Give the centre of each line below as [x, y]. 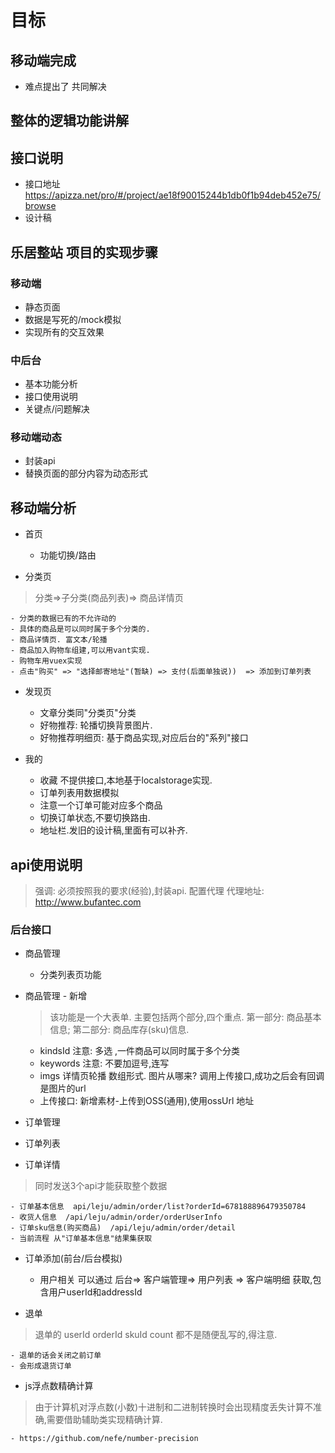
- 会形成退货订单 [41, 1366]
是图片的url [63, 1088]
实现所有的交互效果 [64, 332]
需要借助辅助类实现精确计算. [104, 1420]
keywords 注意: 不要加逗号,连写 [104, 1063]
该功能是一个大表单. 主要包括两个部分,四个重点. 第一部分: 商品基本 [185, 1017]
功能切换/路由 [68, 555]
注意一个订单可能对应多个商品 [101, 805]
